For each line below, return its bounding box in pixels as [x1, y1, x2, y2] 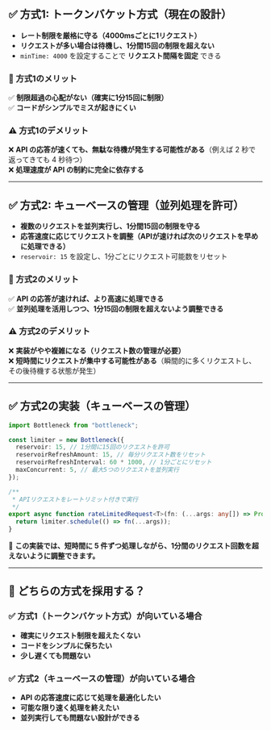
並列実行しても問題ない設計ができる [19, 712, 140, 722]
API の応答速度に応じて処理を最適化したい [19, 692, 161, 702]
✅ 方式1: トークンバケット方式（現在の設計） [8, 7, 232, 22]
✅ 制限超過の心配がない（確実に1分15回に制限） [8, 93, 169, 102]
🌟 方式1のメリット [8, 73, 78, 84]
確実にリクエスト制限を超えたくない [19, 630, 141, 640]
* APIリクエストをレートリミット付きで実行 [11, 495, 139, 503]
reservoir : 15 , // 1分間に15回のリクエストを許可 [15, 443, 170, 452]
